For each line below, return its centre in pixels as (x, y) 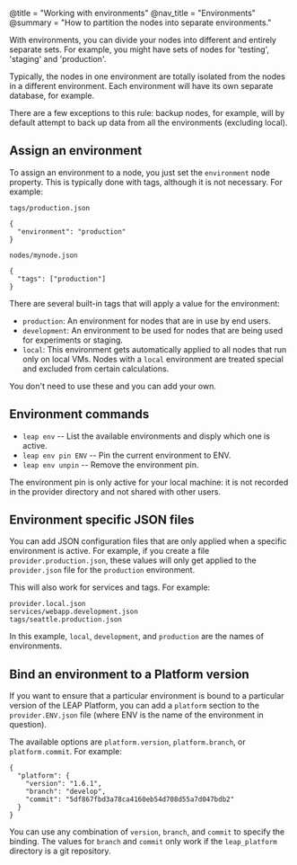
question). (28, 725)
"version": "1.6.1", (64, 784)
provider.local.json (48, 604)
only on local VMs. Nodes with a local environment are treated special (153, 359)
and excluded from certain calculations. (96, 369)
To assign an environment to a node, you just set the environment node (140, 172)
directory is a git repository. (60, 851)
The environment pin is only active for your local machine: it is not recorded (149, 482)
